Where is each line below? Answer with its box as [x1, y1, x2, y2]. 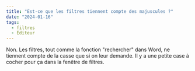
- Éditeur [11, 30, 35, 36]
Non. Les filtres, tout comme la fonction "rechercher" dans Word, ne [6, 46, 170, 53]
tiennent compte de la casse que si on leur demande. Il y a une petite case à [6, 52, 190, 59]
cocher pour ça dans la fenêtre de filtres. [6, 59, 105, 66]
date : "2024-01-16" [6, 14, 54, 20]
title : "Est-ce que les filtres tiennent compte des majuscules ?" [6, 8, 174, 15]
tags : [6, 19, 19, 25]
